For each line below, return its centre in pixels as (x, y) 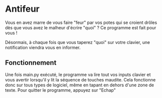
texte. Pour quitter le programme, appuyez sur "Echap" (60, 90)
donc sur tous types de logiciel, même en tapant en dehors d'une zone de (80, 85)
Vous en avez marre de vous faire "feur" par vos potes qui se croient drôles (81, 22)
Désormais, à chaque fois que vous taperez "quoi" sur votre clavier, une (78, 42)
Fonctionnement (31, 63)
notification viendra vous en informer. (43, 47)
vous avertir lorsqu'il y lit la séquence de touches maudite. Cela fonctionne (80, 79)
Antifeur (23, 9)
